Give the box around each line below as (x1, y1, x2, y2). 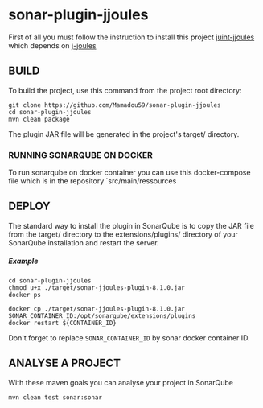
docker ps (8, 291, 42, 299)
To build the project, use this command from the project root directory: (8, 85, 242, 95)
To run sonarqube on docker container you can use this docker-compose (8, 167, 251, 178)
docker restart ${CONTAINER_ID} (8, 319, 117, 327)
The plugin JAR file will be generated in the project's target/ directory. (8, 129, 240, 138)
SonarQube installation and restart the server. (8, 237, 159, 247)
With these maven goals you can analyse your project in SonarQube (8, 377, 233, 387)
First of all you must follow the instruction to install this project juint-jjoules (8, 32, 255, 42)
